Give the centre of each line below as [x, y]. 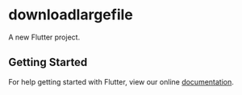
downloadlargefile [71, 15]
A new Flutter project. [44, 37]
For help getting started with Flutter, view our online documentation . [121, 81]
